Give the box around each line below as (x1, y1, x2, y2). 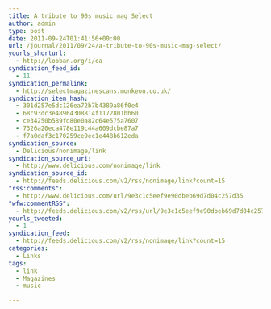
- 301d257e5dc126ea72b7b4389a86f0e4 (15, 102, 139, 110)
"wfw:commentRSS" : (8, 199, 70, 207)
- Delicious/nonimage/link (15, 147, 106, 155)
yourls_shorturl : (8, 49, 67, 57)
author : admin (8, 19, 56, 27)
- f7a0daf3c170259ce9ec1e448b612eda (15, 132, 139, 140)
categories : (8, 244, 48, 253)
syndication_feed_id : (8, 65, 81, 73)
